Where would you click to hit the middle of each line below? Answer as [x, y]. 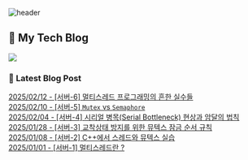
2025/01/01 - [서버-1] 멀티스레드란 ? [67, 148]
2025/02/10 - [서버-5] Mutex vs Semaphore [77, 107]
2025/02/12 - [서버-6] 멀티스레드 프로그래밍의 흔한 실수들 [101, 97]
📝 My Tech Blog [49, 38]
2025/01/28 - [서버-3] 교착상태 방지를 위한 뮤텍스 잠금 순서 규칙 [111, 128]
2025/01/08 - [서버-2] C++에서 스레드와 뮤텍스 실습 [92, 137]
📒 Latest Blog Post [45, 78]
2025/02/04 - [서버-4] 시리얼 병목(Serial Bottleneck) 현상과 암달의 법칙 [124, 117]
